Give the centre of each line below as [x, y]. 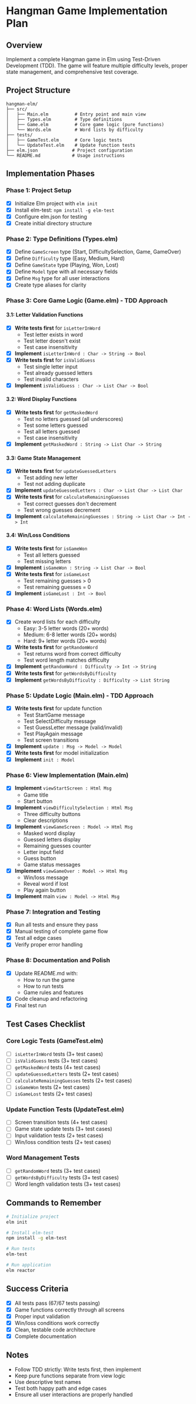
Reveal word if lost [46, 883]
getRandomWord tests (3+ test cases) [58, 1170]
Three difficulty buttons [52, 814]
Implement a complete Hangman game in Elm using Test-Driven [83, 59]
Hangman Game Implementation [87, 11]
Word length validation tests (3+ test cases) [67, 1184]
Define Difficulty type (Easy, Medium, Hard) [70, 258]
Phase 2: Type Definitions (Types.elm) [62, 239]
